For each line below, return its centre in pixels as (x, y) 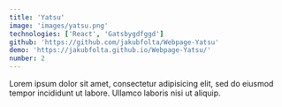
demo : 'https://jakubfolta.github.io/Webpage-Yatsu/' (111, 50)
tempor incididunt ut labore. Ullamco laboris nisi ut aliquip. (115, 93)
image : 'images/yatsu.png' (59, 26)
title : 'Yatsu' (37, 17)
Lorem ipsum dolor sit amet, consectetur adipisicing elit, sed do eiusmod (141, 84)
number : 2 (27, 58)
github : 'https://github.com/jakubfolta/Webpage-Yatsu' (114, 42)
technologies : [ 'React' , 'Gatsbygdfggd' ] (87, 34)
